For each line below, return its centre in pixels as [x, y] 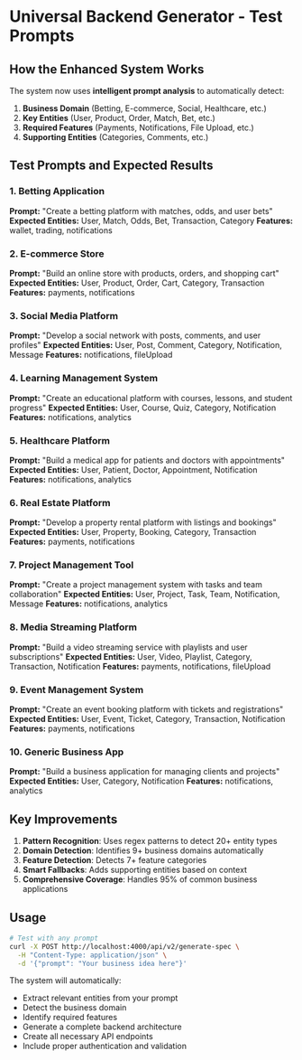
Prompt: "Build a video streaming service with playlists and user [128, 647]
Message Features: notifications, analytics [89, 604]
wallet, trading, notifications [61, 230]
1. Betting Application [57, 192]
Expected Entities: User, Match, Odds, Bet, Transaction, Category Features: [151, 220]
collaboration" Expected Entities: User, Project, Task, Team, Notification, [145, 595]
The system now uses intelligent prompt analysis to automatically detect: [147, 91]
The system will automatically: [65, 980]
